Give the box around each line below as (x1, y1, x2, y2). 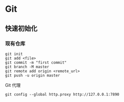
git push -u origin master (5, 73, 60, 78)
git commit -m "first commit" (5, 60, 67, 65)
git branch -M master (5, 64, 50, 69)
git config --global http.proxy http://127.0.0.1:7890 (5, 92, 120, 97)
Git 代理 (5, 82, 21, 88)
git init (5, 51, 23, 56)
